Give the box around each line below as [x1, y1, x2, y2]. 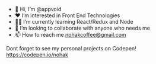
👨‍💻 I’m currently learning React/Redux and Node [14, 18, 133, 25]
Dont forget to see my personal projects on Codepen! [6, 45, 136, 52]
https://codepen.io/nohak [6, 51, 69, 58]
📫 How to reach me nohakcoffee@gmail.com [14, 31, 126, 38]
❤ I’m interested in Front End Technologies [14, 12, 120, 19]
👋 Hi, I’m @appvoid [14, 6, 62, 12]
